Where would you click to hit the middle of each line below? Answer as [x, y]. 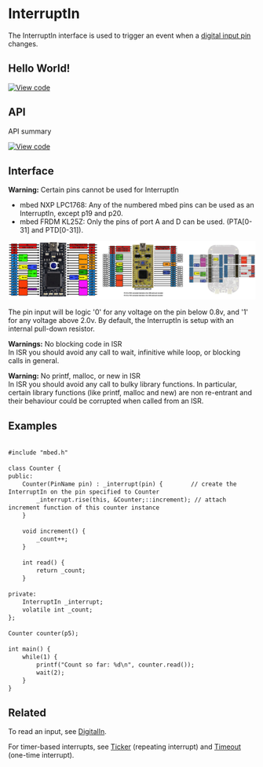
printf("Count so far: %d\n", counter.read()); [115, 665]
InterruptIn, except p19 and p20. [71, 214]
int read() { [44, 563]
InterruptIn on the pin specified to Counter [84, 492]
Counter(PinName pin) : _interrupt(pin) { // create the [130, 484]
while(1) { [40, 657]
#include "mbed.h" [38, 453]
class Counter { [35, 468]
